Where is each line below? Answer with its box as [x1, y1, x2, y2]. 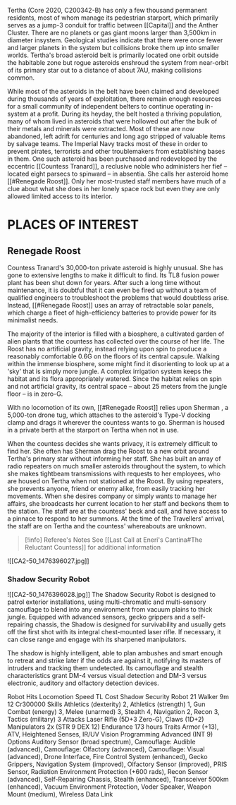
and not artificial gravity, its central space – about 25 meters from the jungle [7, 382, 228, 390]
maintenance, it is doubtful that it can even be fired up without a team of [7, 286, 217, 294]
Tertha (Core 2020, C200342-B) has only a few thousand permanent [7, 6, 208, 14]
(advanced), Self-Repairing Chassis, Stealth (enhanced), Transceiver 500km [7, 775, 229, 784]
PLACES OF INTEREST [7, 217, 139, 233]
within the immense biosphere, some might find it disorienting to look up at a [7, 360, 230, 368]
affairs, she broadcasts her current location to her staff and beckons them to [7, 500, 230, 507]
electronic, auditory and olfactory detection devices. [7, 679, 160, 687]
